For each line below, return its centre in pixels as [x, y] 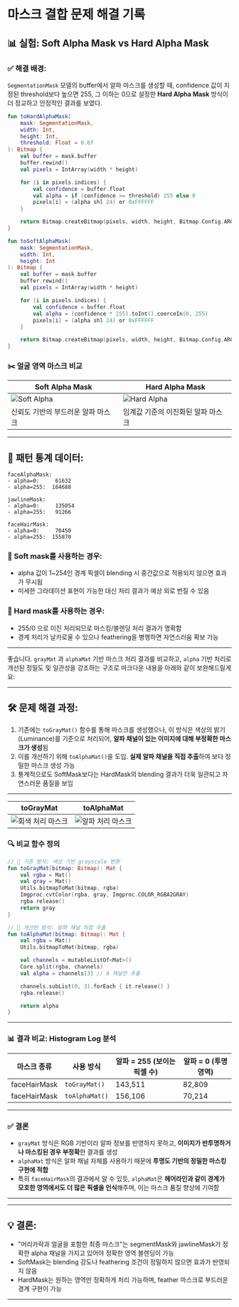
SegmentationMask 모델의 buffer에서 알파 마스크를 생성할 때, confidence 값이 [115, 85]
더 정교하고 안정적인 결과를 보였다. [55, 103]
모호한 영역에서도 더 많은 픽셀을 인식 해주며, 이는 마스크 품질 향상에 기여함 [118, 1187]
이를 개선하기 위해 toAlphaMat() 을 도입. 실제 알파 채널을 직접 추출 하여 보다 [121, 756]
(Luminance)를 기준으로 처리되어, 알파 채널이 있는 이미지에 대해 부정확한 [118, 738]
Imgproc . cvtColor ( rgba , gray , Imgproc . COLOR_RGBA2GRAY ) [105, 895]
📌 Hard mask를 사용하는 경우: [56, 611]
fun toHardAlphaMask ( [39, 116]
